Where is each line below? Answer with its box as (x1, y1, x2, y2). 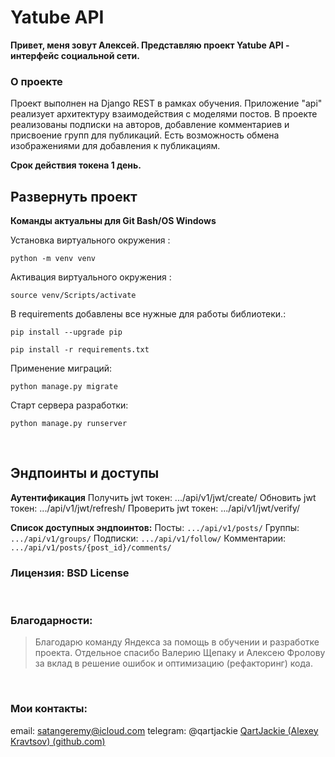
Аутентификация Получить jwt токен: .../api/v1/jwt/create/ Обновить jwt (10, 491, 317, 503)
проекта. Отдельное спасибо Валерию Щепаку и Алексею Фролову (34, 647, 326, 659)
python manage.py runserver (10, 419, 128, 429)
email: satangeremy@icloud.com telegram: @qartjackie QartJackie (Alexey (10, 724, 319, 736)
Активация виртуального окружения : (10, 271, 172, 283)
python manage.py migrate (10, 382, 118, 392)
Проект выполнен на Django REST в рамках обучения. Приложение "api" (10, 97, 323, 110)
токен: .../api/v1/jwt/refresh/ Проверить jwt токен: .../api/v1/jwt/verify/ (10, 502, 301, 514)
